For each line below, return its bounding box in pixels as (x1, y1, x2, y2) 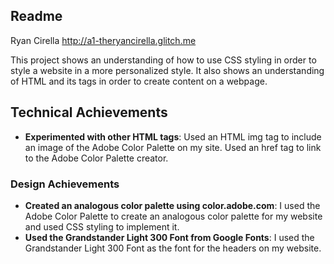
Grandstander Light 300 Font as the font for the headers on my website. (24, 242, 322, 254)
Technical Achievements (10, 104, 168, 121)
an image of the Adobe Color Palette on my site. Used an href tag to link (24, 141, 322, 153)
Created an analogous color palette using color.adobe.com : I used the (24, 199, 321, 211)
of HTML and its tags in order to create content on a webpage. (10, 75, 268, 87)
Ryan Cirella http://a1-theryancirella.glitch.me (10, 34, 197, 46)
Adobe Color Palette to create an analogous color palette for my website (24, 210, 323, 222)
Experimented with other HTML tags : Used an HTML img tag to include (24, 130, 322, 143)
